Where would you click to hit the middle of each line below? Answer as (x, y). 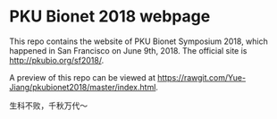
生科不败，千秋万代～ (48, 106)
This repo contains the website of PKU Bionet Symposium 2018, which (138, 41)
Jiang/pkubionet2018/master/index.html (83, 87)
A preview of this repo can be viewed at (83, 77)
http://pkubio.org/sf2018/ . (57, 60)
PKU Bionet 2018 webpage (110, 17)
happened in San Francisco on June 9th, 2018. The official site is (128, 50)
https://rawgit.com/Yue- (202, 77)
